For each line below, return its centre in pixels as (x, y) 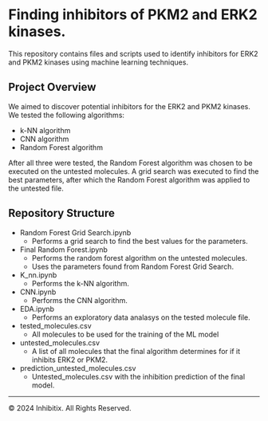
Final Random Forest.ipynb (63, 250)
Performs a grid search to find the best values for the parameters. (140, 241)
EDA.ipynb (37, 309)
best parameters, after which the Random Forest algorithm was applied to (129, 179)
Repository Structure (62, 213)
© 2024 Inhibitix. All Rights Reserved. (70, 407)
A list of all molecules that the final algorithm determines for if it (136, 351)
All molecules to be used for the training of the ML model (125, 334)
